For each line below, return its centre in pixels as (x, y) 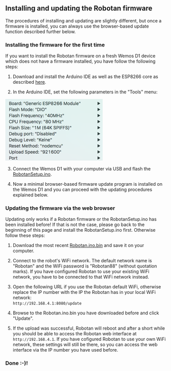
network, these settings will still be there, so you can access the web (85, 344)
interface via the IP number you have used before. (65, 350)
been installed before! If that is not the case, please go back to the (75, 225)
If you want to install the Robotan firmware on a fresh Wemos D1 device (80, 56)
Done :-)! (17, 363)
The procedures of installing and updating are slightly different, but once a (83, 20)
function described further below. (41, 31)
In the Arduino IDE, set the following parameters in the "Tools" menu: (85, 92)
